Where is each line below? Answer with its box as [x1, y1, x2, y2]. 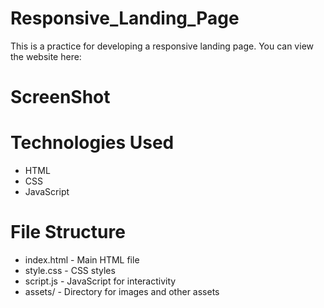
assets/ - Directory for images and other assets [24, 286, 220, 297]
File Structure [10, 221, 126, 244]
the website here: [10, 50, 82, 62]
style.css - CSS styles [24, 265, 116, 276]
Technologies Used [10, 132, 175, 154]
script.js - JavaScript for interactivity [24, 275, 177, 287]
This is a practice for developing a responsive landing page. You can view [10, 40, 314, 52]
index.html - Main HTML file [24, 254, 140, 266]
